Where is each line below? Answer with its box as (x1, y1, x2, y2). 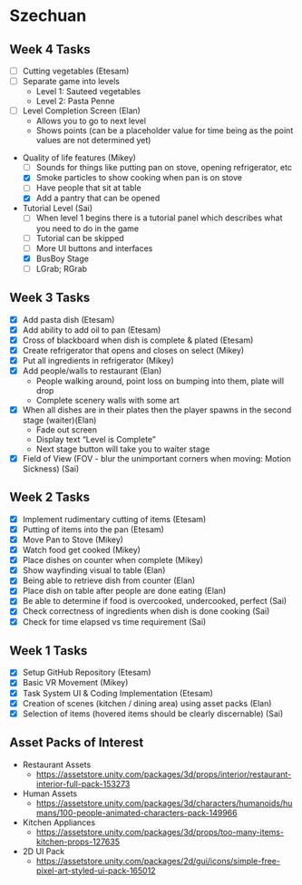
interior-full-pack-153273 (35, 778, 131, 789)
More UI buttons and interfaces (35, 242, 153, 254)
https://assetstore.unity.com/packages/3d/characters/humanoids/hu (35, 797, 293, 808)
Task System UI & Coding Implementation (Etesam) (22, 687, 213, 698)
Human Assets (22, 788, 78, 799)
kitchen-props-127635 (35, 836, 121, 847)
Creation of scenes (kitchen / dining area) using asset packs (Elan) (22, 697, 272, 708)
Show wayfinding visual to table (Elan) (22, 565, 166, 576)
